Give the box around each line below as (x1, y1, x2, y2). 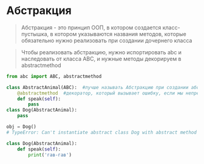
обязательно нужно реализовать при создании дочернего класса (21, 37, 192, 44)
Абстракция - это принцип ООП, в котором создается (21, 24, 161, 31)
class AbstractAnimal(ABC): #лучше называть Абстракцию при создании (6, 84, 189, 90)
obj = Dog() (6, 124, 36, 130)
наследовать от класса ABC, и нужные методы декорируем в (21, 55, 182, 62)
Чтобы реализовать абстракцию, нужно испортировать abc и (21, 48, 182, 55)
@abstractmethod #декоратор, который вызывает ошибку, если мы (17, 90, 183, 96)
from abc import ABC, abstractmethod (6, 73, 102, 79)
